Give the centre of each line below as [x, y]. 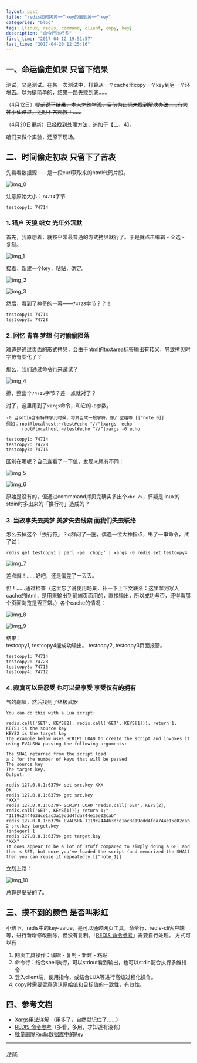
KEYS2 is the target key [36, 733]
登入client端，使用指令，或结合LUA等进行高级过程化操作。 [85, 977]
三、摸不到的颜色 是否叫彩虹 [57, 912]
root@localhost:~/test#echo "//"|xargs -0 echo [81, 429]
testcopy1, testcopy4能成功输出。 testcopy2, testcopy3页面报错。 [86, 646]
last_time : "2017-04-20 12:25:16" [48, 45]
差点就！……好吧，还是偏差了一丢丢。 [52, 576]
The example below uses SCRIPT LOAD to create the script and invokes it [98, 738]
